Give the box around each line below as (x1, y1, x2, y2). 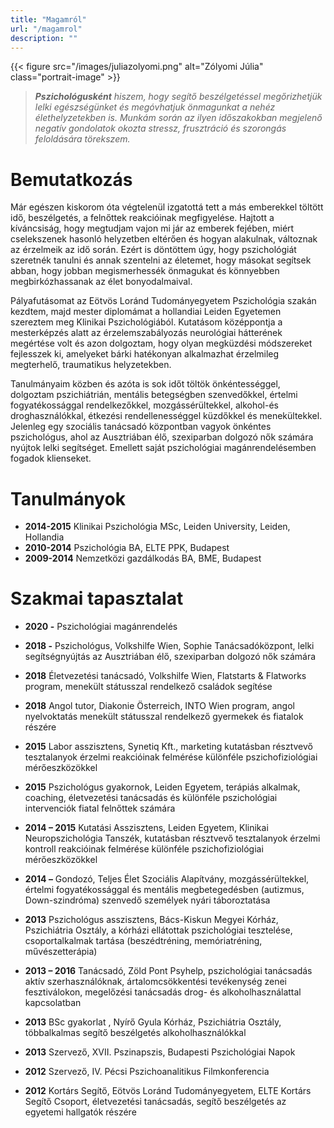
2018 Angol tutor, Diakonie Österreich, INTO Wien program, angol (24, 700, 295, 712)
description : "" (10, 33, 78, 43)
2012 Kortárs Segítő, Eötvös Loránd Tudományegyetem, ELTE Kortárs (24, 1085, 312, 1097)
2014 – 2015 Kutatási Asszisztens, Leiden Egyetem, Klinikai (24, 822, 269, 834)
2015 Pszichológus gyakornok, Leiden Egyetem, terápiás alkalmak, (24, 781, 301, 793)
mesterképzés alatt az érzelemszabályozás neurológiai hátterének (10, 327, 283, 339)
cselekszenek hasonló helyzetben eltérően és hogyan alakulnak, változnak (10, 233, 318, 245)
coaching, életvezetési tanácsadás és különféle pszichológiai (24, 792, 278, 804)
